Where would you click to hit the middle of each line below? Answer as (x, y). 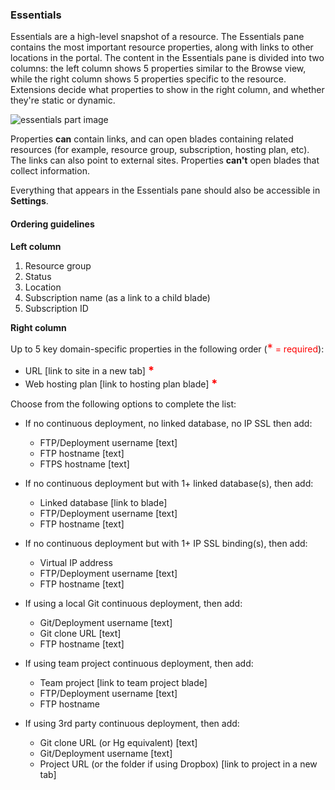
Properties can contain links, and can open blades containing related (152, 139)
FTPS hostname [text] (84, 464)
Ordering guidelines (52, 224)
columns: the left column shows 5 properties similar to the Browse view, (158, 69)
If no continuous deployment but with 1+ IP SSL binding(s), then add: (166, 543)
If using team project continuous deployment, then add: (139, 663)
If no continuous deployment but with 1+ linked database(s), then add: (169, 483)
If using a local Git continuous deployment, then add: (133, 603)
